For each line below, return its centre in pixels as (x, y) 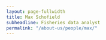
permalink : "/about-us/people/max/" (52, 28)
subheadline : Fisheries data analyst (53, 22)
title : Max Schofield (33, 17)
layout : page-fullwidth (36, 11)
